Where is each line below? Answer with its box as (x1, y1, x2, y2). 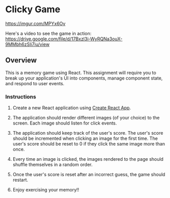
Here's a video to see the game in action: (5, 30, 92, 36)
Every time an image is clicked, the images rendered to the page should (12, 156, 164, 162)
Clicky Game (5, 4, 60, 15)
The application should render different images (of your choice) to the (12, 115, 160, 121)
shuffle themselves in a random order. (12, 162, 93, 168)
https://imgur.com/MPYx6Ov (5, 20, 66, 27)
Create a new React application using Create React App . (12, 105, 131, 111)
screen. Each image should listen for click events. (12, 120, 117, 126)
